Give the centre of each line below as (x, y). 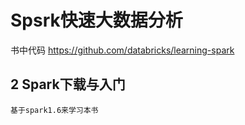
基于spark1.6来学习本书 (54, 110)
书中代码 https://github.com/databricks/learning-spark (122, 50)
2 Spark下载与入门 (68, 84)
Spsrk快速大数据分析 (96, 20)
